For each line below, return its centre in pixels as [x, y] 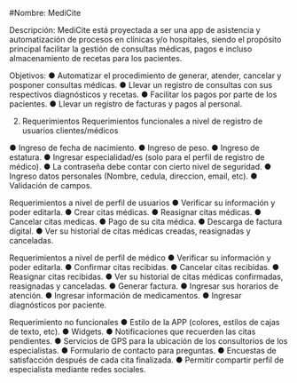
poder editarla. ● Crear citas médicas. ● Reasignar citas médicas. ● [135, 212]
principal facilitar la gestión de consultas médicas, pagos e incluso [131, 49]
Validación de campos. [51, 185]
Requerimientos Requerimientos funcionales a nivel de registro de [142, 121]
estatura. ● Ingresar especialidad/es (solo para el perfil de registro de [137, 157]
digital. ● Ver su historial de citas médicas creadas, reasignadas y [130, 231]
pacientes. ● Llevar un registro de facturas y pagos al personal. [126, 104]
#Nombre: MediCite [45, 13]
